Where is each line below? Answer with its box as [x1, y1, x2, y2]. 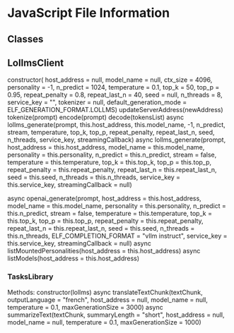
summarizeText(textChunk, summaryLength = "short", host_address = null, [7, 310, 225, 319]
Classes [7, 33, 44, 45]
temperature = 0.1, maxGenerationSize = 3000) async [7, 303, 164, 311]
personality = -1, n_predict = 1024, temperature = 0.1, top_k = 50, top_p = [7, 83, 220, 92]
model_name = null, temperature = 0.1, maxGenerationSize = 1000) [7, 317, 201, 326]
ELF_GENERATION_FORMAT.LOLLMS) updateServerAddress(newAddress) [7, 106, 224, 114]
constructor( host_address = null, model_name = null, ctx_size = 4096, [7, 75, 213, 84]
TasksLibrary [7, 272, 54, 281]
